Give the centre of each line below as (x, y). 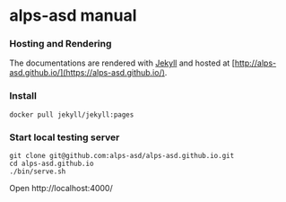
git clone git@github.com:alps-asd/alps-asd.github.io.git (122, 156)
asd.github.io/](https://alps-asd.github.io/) (87, 73)
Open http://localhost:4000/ (61, 189)
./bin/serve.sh (38, 171)
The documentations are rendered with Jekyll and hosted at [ (122, 63)
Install (23, 96)
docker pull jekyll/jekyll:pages (72, 114)
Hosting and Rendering (61, 44)
